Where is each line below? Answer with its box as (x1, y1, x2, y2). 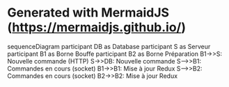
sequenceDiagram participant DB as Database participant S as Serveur (7, 42, 211, 50)
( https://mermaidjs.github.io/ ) (7, 19, 187, 35)
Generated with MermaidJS (7, 5, 169, 21)
